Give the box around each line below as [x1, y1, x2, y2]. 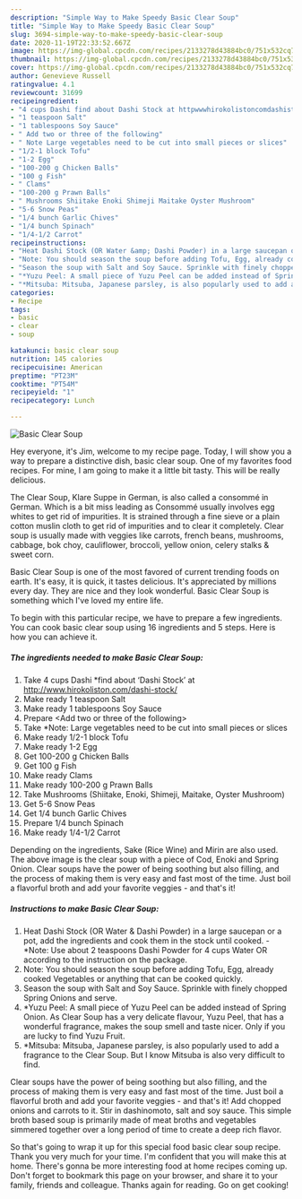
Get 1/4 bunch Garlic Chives [22, 808, 127, 819]
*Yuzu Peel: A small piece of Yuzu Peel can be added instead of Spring [22, 1002, 287, 1012]
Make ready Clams [22, 769, 93, 780]
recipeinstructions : [10, 239, 88, 248]
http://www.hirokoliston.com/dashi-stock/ [22, 683, 178, 695]
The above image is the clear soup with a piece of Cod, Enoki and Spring [10, 854, 280, 864]
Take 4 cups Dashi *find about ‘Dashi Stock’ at [22, 674, 195, 685]
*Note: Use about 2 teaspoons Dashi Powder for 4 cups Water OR [22, 944, 268, 955]
